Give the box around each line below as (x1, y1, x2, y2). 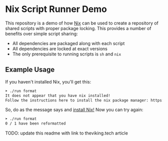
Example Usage (5, 65, 55, 74)
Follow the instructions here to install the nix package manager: (5, 97, 149, 103)
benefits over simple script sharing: (5, 30, 78, 36)
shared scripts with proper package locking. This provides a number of (5, 25, 151, 31)
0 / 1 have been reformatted (5, 121, 66, 126)
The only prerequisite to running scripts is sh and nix (12, 51, 121, 57)
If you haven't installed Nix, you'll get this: (5, 78, 91, 84)
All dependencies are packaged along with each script (12, 40, 125, 46)
